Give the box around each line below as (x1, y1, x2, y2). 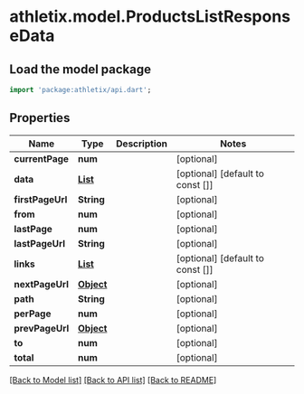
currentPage (14, 152, 70, 164)
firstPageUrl (14, 192, 68, 205)
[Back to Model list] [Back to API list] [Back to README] (9, 374, 217, 385)
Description (116, 137, 167, 150)
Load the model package (9, 61, 152, 77)
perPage (14, 307, 52, 320)
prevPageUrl (14, 322, 70, 334)
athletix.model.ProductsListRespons (9, 6, 291, 27)
